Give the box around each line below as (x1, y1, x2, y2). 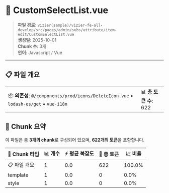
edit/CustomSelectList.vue (17, 32, 74, 37)
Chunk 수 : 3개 (17, 43, 47, 49)
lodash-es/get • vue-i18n (8, 100, 68, 107)
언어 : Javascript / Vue (17, 49, 63, 55)
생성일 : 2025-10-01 (17, 37, 57, 43)
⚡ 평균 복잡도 (64, 150, 94, 157)
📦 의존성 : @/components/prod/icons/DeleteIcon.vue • (8, 92, 133, 99)
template (8, 171, 29, 178)
